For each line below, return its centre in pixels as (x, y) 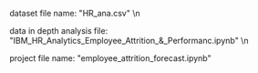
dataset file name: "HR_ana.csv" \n (75, 13)
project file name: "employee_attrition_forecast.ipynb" (110, 58)
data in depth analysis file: (59, 31)
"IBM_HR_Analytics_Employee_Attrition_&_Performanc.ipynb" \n (129, 41)
